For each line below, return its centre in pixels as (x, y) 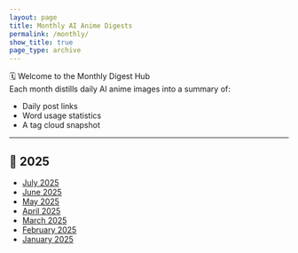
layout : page (33, 17)
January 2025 (47, 239)
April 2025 (41, 210)
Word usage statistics (62, 115)
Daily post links (50, 107)
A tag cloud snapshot (61, 125)
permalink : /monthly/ (49, 34)
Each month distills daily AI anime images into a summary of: (120, 89)
